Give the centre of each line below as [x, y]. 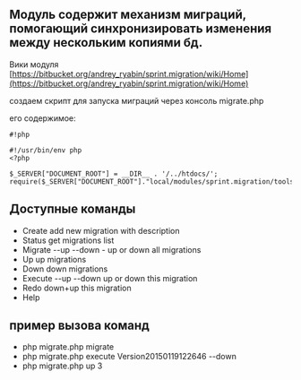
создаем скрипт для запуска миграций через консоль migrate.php [137, 100]
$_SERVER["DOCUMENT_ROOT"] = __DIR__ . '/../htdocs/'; [114, 174]
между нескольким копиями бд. [106, 43]
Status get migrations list [68, 240]
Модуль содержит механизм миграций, [128, 15]
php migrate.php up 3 [62, 366]
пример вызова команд [79, 326]
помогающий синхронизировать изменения [140, 29]
